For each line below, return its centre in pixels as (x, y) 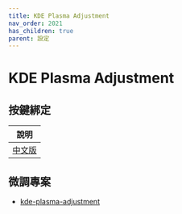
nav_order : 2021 (35, 23)
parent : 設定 (29, 38)
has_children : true (41, 31)
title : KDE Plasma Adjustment (59, 16)
